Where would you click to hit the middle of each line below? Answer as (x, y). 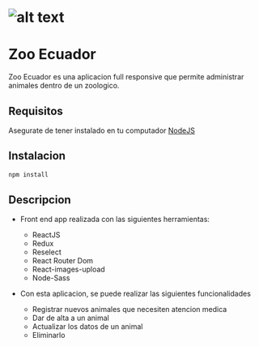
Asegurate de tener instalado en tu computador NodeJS (102, 130)
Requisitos (36, 111)
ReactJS (46, 235)
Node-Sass (51, 278)
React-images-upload (68, 269)
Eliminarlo (49, 335)
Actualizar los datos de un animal (87, 327)
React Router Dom (63, 261)
